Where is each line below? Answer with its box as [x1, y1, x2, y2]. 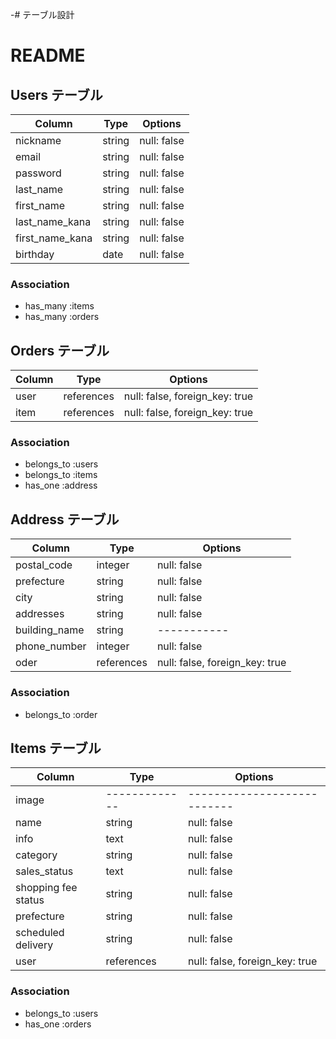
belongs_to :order [24, 708, 98, 720]
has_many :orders [24, 311, 100, 323]
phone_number [15, 639, 87, 653]
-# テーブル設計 [10, 9, 75, 20]
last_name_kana [15, 215, 92, 228]
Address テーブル [10, 511, 120, 528]
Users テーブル [10, 86, 103, 103]
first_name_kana [15, 231, 93, 245]
